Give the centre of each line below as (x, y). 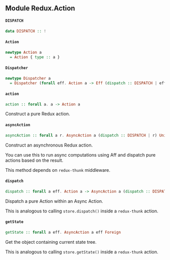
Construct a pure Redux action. (38, 114)
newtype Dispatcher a (28, 78)
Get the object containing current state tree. (51, 242)
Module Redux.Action (40, 8)
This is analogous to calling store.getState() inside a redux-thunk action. (82, 252)
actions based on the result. (34, 160)
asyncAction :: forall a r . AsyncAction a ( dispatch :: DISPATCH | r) (81, 135)
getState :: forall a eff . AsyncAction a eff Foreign (63, 232)
